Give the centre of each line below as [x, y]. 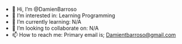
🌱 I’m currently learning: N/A [46, 22]
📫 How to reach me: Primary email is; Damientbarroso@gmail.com [94, 35]
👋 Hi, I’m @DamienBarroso [44, 9]
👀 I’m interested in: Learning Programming [63, 15]
